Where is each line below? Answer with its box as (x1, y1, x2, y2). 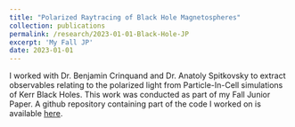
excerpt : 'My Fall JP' (9, 37, 94, 47)
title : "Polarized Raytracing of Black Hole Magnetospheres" (9, 12, 242, 22)
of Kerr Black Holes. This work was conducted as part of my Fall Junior (9, 90, 271, 100)
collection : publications (9, 21, 105, 30)
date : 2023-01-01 (9, 46, 74, 55)
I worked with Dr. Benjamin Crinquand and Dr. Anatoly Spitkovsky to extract (9, 70, 287, 81)
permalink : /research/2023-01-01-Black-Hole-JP (9, 29, 190, 38)
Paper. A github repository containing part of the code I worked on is (9, 99, 261, 109)
